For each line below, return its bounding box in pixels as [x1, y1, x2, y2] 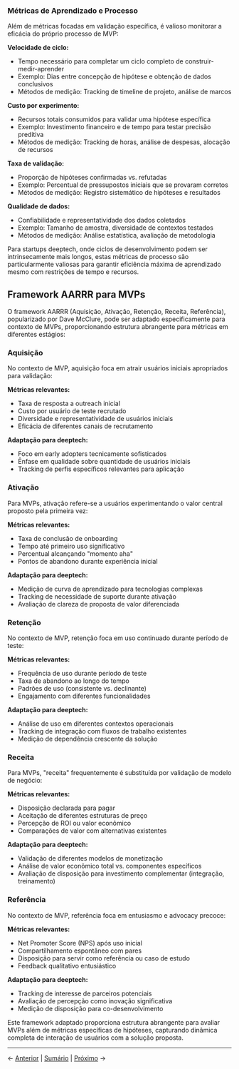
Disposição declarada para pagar [17, 804, 116, 812]
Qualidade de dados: [7, 202, 70, 211]
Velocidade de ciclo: [7, 44, 69, 52]
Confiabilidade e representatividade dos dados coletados [17, 216, 186, 225]
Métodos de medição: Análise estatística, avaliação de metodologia [17, 231, 216, 240]
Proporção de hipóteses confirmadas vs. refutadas [17, 173, 167, 182]
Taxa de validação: [7, 159, 65, 168]
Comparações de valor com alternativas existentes [17, 826, 167, 835]
